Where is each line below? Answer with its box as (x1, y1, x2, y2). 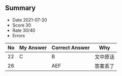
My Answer (19, 44, 47, 51)
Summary (5, 4, 36, 12)
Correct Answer (51, 44, 90, 51)
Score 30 (12, 22, 31, 28)
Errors (12, 32, 25, 38)
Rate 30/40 (12, 27, 35, 33)
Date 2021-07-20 (12, 17, 48, 23)
